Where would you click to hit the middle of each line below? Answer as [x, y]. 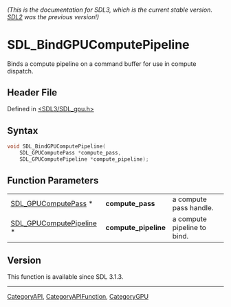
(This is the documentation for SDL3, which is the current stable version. [110, 10]
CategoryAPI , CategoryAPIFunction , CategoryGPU [78, 297]
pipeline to [189, 227]
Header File [32, 92]
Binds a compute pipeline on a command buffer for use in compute [102, 64]
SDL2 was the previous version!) [53, 16]
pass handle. [193, 207]
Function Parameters [53, 181]
